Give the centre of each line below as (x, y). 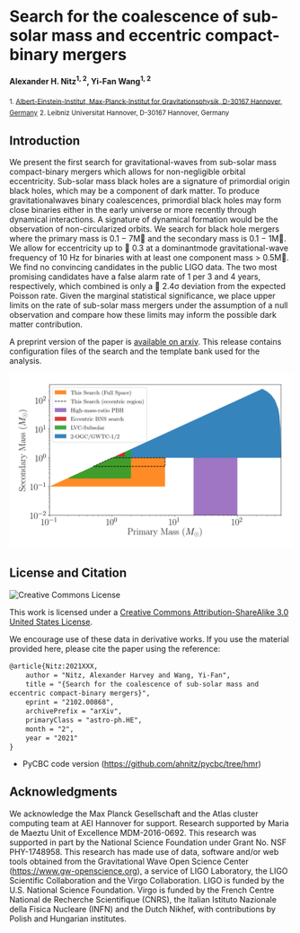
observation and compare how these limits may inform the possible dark (143, 315)
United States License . (51, 621)
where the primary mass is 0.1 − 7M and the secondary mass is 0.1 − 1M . (148, 238)
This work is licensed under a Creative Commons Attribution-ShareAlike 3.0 (149, 612)
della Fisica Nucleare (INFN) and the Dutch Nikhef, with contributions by (143, 909)
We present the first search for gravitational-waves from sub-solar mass (143, 162)
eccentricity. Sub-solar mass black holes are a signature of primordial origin (150, 181)
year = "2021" (52, 738)
